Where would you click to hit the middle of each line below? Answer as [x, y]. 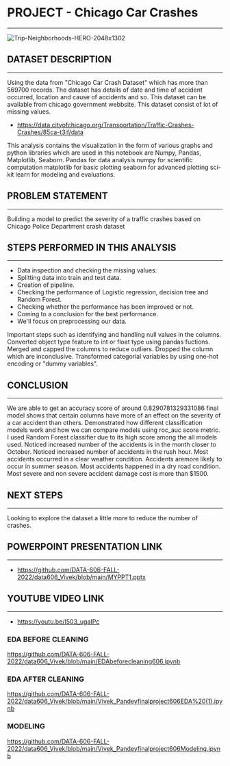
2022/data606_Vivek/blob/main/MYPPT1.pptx [81, 577]
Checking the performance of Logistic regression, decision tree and [113, 292]
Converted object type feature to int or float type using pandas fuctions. [108, 342]
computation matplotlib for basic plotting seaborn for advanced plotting [108, 167]
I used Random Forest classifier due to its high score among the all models [112, 437]
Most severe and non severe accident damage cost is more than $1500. [108, 474]
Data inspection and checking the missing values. [87, 270]
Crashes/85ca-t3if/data [50, 132]
